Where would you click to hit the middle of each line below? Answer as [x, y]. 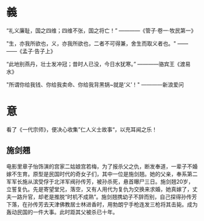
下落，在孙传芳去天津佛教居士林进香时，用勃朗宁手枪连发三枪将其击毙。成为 [102, 204]
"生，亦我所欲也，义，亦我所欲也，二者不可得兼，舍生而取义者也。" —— [97, 43]
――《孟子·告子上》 [31, 51]
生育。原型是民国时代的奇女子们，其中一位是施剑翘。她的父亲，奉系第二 [107, 174]
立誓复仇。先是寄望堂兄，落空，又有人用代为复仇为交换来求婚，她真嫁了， [99, 189]
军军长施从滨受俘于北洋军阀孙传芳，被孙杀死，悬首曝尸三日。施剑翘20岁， [100, 181]
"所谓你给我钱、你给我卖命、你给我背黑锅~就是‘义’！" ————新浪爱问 [95, 84]
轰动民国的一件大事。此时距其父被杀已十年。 [62, 212]
